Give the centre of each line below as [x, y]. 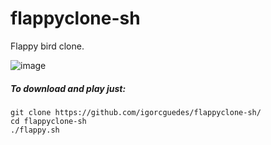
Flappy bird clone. [47, 46]
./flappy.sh [35, 130]
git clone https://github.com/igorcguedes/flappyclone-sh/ [136, 112]
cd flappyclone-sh [48, 121]
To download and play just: [68, 88]
